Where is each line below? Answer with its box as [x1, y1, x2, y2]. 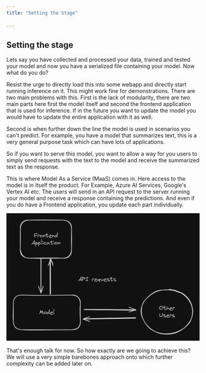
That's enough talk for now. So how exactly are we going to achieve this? [6, 347, 191, 354]
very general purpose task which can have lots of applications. [6, 138, 166, 146]
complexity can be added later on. [6, 360, 93, 367]
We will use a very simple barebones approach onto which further [6, 353, 173, 361]
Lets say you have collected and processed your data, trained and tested [6, 56, 191, 64]
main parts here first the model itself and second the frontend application [6, 100, 191, 108]
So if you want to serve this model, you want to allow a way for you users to [6, 150, 197, 157]
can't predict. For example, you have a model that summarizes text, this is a [6, 132, 197, 139]
